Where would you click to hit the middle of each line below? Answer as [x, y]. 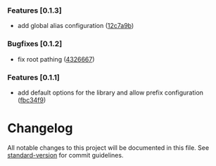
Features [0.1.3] [34, 11]
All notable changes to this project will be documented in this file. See [108, 147]
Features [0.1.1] [33, 77]
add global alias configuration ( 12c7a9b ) [76, 26]
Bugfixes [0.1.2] [35, 44]
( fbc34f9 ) [32, 99]
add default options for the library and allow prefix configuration [110, 92]
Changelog [40, 129]
